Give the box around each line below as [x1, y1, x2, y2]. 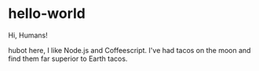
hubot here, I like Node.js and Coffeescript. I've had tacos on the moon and [8, 45, 251, 55]
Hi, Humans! [8, 30, 49, 40]
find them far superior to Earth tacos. [8, 54, 128, 63]
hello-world [8, 5, 86, 23]
